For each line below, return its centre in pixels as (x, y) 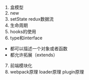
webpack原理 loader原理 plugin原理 (47, 72)
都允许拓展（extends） (34, 55)
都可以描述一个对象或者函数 (39, 49)
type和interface (26, 38)
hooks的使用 (23, 31)
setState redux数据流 (32, 19)
